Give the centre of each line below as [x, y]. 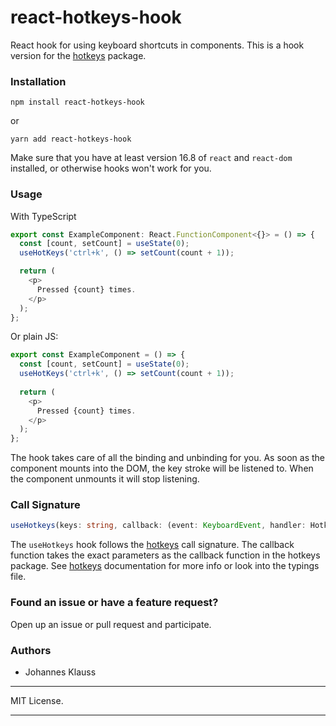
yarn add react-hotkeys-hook [71, 139]
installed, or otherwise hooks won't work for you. [111, 168]
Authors [31, 650]
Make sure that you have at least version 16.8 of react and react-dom [151, 158]
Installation [38, 81]
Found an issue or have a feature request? [114, 603]
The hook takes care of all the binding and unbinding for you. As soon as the [168, 458]
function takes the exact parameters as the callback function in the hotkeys [165, 555]
